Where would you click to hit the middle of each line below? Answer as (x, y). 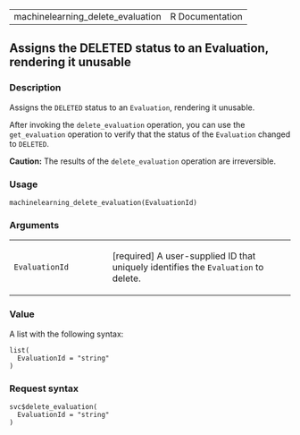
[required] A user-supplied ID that (184, 256)
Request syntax (44, 388)
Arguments (34, 225)
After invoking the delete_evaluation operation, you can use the (127, 124)
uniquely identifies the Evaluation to (188, 268)
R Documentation (206, 17)
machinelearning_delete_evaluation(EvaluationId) (104, 202)
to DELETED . (29, 143)
